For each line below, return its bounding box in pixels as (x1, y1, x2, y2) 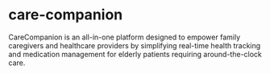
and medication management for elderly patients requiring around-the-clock (8, 49, 262, 59)
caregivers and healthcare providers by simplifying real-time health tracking (8, 40, 261, 50)
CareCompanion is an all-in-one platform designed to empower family (8, 32, 241, 42)
